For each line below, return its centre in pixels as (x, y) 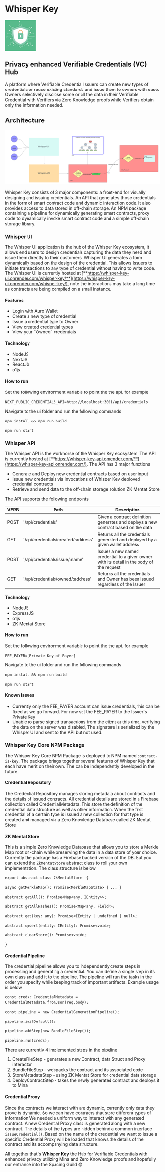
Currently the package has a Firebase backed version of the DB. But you (78, 858)
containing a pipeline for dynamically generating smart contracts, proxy (77, 213)
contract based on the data (125, 527)
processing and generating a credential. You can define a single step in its (80, 972)
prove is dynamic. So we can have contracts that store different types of (78, 1113)
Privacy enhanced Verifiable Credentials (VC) (76, 65)
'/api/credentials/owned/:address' (57, 579)
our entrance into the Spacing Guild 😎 (44, 1164)
